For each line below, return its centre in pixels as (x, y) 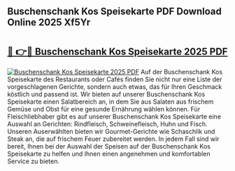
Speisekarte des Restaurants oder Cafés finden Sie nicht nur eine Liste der (115, 79)
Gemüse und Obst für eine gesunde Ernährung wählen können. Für (104, 109)
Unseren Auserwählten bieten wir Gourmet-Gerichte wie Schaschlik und (111, 131)
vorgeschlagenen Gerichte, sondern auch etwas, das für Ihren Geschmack (115, 87)
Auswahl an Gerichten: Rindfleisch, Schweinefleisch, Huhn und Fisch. (107, 124)
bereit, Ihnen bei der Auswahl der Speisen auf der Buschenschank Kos (109, 146)
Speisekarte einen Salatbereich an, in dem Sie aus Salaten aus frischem (111, 102)
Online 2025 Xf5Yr (49, 23)
